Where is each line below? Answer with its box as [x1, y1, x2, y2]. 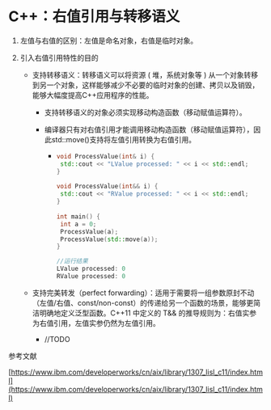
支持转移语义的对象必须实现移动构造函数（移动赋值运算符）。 [44, 107, 247, 117]
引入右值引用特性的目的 [19, 53, 99, 62]
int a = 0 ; [60, 220, 97, 228]
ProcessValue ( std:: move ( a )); [60, 235, 159, 243]
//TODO [44, 334, 70, 344]
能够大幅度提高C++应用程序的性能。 [32, 90, 154, 99]
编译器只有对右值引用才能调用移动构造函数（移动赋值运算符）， [44, 125, 254, 134]
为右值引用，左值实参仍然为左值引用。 [32, 318, 160, 328]
